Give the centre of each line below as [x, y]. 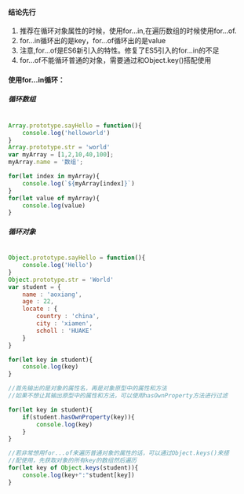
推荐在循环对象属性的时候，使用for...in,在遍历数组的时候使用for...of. [128, 31]
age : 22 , [38, 302]
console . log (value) [54, 205]
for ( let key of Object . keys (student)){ [73, 468]
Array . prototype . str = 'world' [59, 148]
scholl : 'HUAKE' [64, 331]
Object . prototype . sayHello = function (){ [77, 258]
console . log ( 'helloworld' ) [66, 133]
